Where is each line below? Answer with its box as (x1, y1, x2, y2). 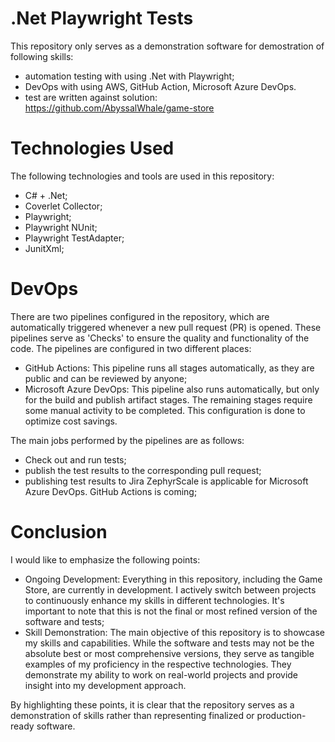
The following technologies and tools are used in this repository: (10, 170, 275, 182)
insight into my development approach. (24, 679, 187, 691)
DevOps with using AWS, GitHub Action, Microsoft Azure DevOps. (24, 80, 297, 92)
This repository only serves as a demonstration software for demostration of (10, 40, 325, 52)
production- (256, 709, 307, 721)
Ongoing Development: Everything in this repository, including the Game (24, 573, 323, 585)
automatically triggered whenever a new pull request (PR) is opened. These (10, 321, 322, 333)
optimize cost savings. (24, 415, 118, 427)
